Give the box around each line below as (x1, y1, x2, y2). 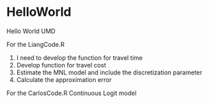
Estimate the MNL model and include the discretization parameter (16, 68, 203, 76)
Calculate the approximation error (16, 75, 112, 83)
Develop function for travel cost (16, 61, 107, 69)
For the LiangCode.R (6, 40, 65, 48)
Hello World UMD (6, 27, 56, 35)
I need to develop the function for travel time (16, 53, 143, 62)
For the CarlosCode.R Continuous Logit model (6, 89, 137, 97)
